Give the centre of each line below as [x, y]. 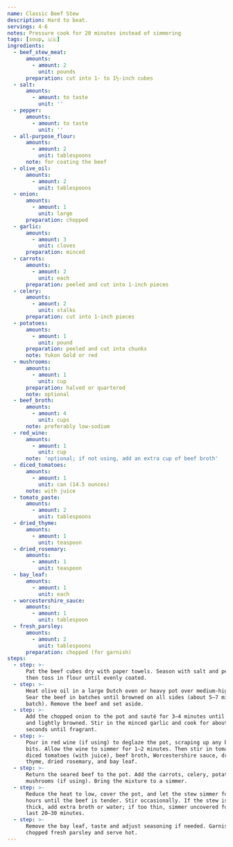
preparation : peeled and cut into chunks [86, 349]
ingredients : [26, 46]
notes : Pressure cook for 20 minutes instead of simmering [94, 33]
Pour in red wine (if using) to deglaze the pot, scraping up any [123, 742]
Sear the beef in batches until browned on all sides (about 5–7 [122, 697]
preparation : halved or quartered [76, 388]
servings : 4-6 [28, 26]
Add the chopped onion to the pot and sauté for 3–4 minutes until [125, 717]
